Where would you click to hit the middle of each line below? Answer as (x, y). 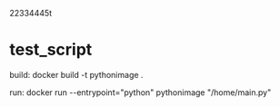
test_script (51, 50)
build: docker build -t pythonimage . (76, 74)
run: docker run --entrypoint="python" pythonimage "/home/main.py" (140, 92)
